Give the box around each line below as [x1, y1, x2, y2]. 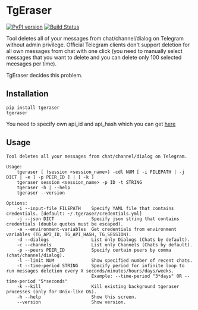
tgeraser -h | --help [17, 184, 70, 190]
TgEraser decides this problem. [6, 71, 83, 79]
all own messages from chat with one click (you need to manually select [6, 47, 183, 54]
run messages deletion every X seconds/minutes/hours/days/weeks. [6, 268, 174, 274]
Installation [6, 89, 49, 99]
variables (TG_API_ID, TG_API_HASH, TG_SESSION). [6, 231, 132, 237]
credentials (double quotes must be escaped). [6, 221, 124, 227]
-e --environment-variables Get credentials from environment [17, 226, 177, 232]
